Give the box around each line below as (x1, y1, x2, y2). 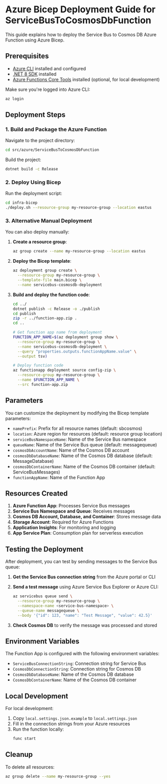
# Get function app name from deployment (12, 330, 102, 335)
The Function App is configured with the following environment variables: (5, 651, 160, 657)
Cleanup (5, 750, 33, 759)
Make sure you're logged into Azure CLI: (5, 86, 90, 92)
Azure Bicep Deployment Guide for (5, 4, 156, 15)
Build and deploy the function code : (12, 291, 90, 298)
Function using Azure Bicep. (5, 37, 65, 43)
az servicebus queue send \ (12, 594, 73, 599)
